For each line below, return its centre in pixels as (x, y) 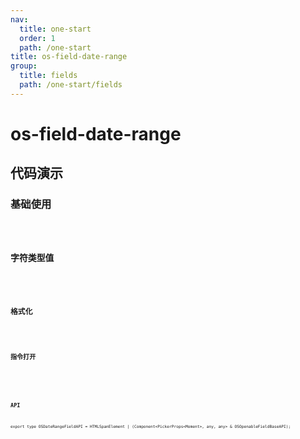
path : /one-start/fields (71, 85)
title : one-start (55, 29)
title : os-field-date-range (69, 57)
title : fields (48, 76)
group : (24, 66)
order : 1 (37, 38)
